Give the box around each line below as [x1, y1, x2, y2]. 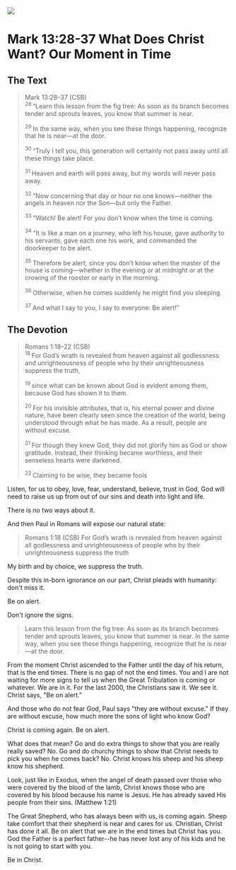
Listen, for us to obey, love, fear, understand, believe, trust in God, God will [7, 485, 225, 493]
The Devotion [7, 323, 69, 335]
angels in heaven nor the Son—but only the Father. [24, 199, 173, 207]
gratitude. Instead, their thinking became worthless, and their [24, 448, 203, 457]
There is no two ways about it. [7, 506, 95, 514]
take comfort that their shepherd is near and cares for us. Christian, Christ [7, 819, 223, 828]
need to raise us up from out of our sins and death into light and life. [7, 492, 206, 501]
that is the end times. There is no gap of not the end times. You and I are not [7, 668, 229, 676]
